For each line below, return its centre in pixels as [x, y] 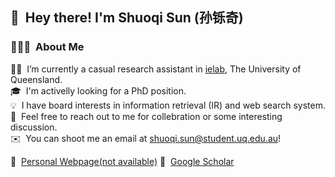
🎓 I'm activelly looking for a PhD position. [98, 90]
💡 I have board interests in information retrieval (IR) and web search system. [168, 105]
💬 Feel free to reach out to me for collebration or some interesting [146, 116]
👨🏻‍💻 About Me [47, 47]
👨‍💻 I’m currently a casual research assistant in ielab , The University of [156, 69]
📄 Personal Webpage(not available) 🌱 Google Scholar [122, 161]
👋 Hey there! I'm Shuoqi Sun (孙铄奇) [127, 18]
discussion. [34, 127]
